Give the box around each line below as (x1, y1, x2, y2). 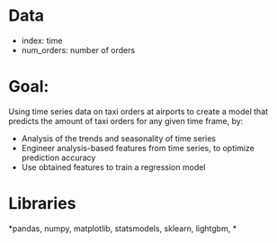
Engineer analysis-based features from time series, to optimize (21, 142, 255, 153)
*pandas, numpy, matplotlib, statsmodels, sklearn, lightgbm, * (8, 222, 237, 234)
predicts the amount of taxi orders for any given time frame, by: (8, 115, 244, 126)
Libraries (8, 193, 76, 214)
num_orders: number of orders (21, 44, 136, 55)
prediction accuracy (21, 152, 96, 163)
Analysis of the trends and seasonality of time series (21, 132, 217, 144)
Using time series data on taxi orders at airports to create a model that (8, 105, 269, 117)
